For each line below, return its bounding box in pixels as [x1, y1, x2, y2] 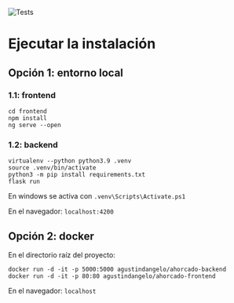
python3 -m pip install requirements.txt [8, 171, 146, 179]
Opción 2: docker [8, 229, 94, 243]
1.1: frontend [8, 89, 57, 100]
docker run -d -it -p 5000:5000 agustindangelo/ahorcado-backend [8, 265, 226, 273]
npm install [8, 114, 47, 122]
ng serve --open [8, 121, 61, 129]
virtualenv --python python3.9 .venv [8, 157, 132, 165]
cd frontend [8, 107, 47, 115]
